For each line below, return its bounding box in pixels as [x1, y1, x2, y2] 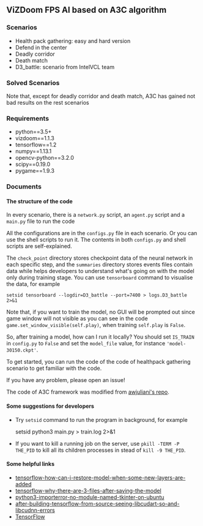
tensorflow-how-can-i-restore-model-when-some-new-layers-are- [15, 474, 186, 481]
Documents [6, 182, 42, 191]
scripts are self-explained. [6, 242, 72, 250]
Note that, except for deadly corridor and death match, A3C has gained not [6, 92, 196, 100]
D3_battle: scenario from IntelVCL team [15, 63, 115, 70]
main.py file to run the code [6, 217, 75, 225]
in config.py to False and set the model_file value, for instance [6, 340, 166, 347]
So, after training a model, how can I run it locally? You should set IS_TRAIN [6, 333, 194, 340]
